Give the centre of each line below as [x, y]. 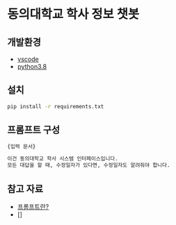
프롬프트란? [33, 206]
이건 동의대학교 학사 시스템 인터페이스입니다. [63, 159]
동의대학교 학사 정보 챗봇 [73, 14]
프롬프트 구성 [34, 130]
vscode [28, 59]
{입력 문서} [22, 147]
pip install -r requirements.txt [56, 106]
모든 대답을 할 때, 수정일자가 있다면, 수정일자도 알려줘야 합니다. [89, 165]
